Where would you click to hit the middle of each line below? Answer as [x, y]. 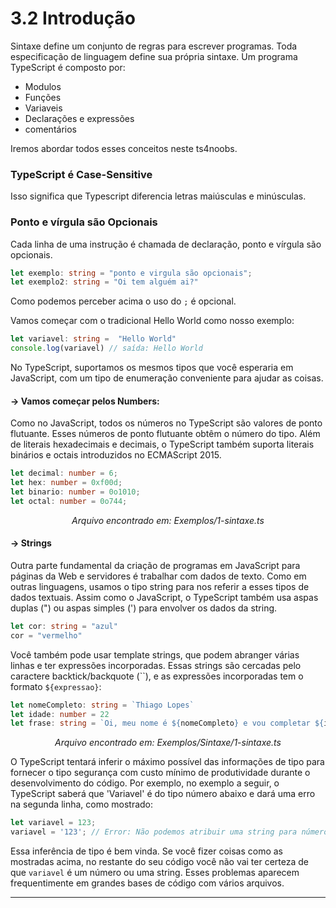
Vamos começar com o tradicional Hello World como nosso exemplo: [152, 321]
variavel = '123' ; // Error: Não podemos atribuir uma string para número [169, 832]
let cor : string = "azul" [64, 626]
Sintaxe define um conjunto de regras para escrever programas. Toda [154, 46]
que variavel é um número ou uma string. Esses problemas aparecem [155, 873]
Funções [43, 97]
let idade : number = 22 [60, 714]
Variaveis [43, 108]
